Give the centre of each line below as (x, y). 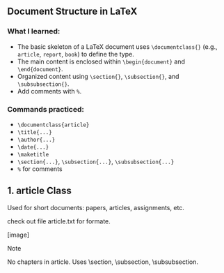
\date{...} (33, 147)
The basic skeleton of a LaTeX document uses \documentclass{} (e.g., (117, 46)
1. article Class (39, 191)
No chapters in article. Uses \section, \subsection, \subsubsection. (103, 262)
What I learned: (34, 31)
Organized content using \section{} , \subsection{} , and (98, 76)
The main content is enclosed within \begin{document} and (101, 61)
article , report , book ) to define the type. (75, 54)
